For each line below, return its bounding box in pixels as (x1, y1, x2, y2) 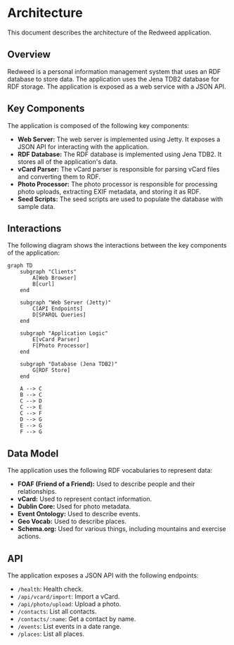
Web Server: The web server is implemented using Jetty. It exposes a (17, 135, 221, 143)
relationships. (17, 487, 57, 496)
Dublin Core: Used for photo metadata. (17, 502, 131, 511)
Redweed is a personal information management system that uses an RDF (7, 67, 221, 75)
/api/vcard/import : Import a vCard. (17, 592, 120, 601)
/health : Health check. (17, 585, 84, 593)
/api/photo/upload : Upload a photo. (17, 600, 122, 608)
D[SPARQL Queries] (32, 312, 86, 319)
